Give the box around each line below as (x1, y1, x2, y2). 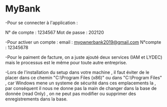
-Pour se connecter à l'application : (5, 20, 78, 26)
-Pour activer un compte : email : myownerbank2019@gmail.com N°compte (5, 39, 161, 45)
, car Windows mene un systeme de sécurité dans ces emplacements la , (5, 80, 156, 86)
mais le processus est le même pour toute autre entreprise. (5, 59, 127, 65)
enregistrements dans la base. (5, 96, 68, 102)
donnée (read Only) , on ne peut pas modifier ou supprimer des (5, 90, 136, 96)
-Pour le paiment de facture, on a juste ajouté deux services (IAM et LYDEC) (5, 54, 162, 60)
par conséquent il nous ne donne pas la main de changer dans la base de (5, 85, 157, 91)
